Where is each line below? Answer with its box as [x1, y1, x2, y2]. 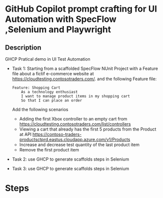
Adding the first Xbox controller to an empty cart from [19, 116, 127, 122]
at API [19, 132, 32, 137]
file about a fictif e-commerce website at [12, 71, 94, 76]
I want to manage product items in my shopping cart [21, 94, 130, 99]
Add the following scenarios [12, 107, 69, 112]
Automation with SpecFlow [5, 14, 117, 25]
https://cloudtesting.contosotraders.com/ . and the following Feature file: [12, 76, 157, 82]
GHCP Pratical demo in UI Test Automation [5, 56, 91, 62]
